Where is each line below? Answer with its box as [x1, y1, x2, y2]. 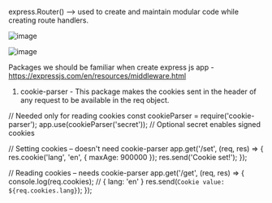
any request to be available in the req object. [19, 95, 170, 104]
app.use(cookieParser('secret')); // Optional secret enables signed [39, 120, 261, 129]
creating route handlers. [8, 15, 89, 25]
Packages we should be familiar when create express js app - [8, 62, 214, 72]
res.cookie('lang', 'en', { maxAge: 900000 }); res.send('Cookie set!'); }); [8, 153, 248, 162]
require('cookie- [200, 111, 255, 121]
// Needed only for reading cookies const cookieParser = [8, 111, 199, 121]
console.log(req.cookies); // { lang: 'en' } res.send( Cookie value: [8, 177, 225, 186]
